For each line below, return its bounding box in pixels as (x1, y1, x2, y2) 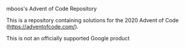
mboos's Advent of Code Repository (6, 5, 97, 12)
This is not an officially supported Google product (6, 35, 130, 41)
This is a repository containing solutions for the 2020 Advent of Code (6, 17, 179, 23)
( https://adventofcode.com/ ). (6, 23, 79, 30)
